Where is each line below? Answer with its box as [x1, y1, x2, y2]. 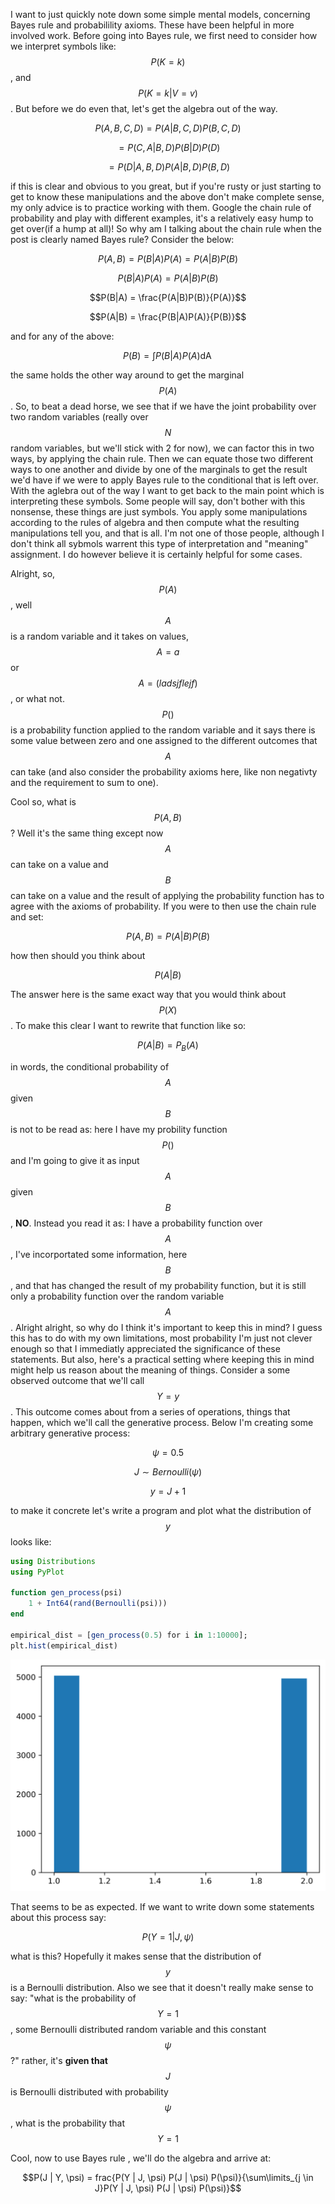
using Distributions [10, 1556, 97, 1566]
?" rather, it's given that [10, 2055, 108, 2067]
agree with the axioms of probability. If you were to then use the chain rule [10, 900, 317, 912]
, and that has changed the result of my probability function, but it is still [10, 1279, 307, 1291]
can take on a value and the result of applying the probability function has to [10, 890, 325, 901]
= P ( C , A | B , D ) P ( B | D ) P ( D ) [118, 142, 221, 153]
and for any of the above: [10, 330, 115, 342]
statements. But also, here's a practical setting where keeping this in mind [10, 1353, 315, 1365]
